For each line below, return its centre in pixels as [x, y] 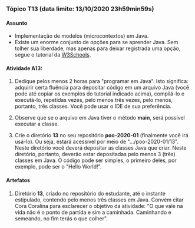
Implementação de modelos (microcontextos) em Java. [82, 36]
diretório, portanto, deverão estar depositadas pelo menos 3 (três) [95, 154]
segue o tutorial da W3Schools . [53, 55]
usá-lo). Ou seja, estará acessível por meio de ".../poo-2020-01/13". [96, 142]
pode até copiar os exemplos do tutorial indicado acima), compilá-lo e [100, 94]
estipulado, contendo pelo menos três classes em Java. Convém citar [99, 200]
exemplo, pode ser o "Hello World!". [58, 167]
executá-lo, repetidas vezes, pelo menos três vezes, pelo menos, [93, 100]
